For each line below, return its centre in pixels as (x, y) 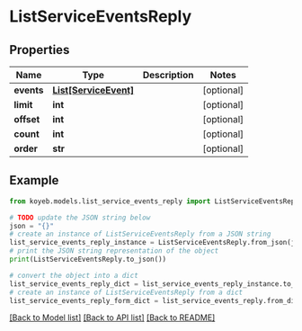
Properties (40, 50)
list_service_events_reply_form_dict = (84, 300)
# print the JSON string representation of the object (114, 251)
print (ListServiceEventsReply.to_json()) (88, 259)
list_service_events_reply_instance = (82, 243)
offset (27, 119)
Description (168, 75)
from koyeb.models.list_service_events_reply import (110, 201)
